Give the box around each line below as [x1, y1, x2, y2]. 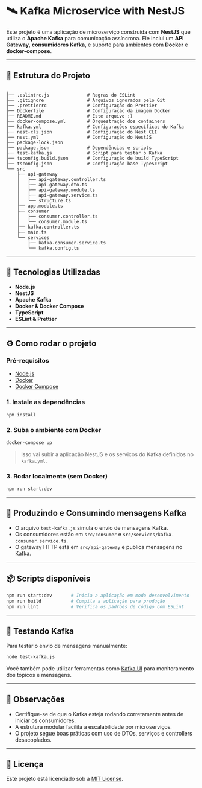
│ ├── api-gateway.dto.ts [17, 182, 87, 188]
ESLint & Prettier [14, 315, 57, 322]
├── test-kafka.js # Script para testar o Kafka [6, 150, 163, 156]
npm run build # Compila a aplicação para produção [6, 598, 165, 605]
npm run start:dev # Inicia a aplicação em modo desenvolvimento [6, 593, 189, 599]
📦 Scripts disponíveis [6, 573, 91, 583]
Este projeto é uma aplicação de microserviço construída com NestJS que [6, 28, 191, 36]
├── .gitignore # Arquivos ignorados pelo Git [6, 97, 165, 103]
